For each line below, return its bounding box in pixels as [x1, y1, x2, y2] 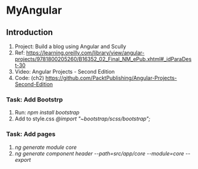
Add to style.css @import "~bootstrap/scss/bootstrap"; [14, 115, 151, 122]
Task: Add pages [6, 130, 56, 138]
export [14, 156, 31, 163]
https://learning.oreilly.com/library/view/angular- [25, 49, 145, 56]
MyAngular [6, 4, 62, 17]
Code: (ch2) [14, 75, 44, 81]
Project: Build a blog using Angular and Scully [14, 43, 126, 50]
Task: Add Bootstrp [6, 95, 63, 104]
